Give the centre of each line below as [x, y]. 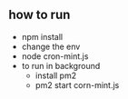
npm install [42, 36]
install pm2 [56, 75]
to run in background [61, 65]
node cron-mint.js [55, 56]
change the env [51, 46]
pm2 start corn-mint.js [77, 84]
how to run [39, 15]
